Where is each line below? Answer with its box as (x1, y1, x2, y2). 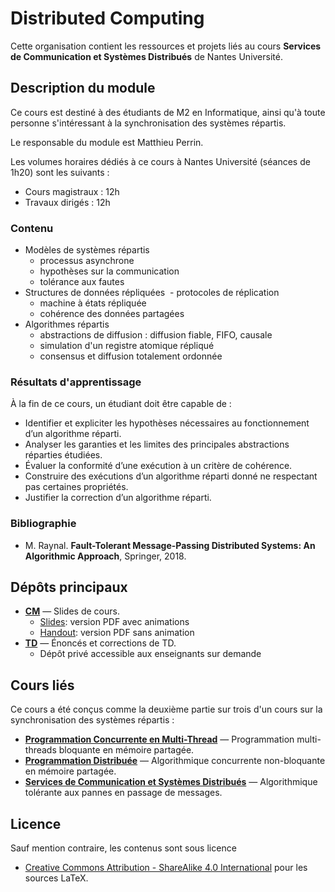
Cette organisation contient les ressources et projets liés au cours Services (10, 40, 322, 52)
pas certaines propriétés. (24, 481, 129, 493)
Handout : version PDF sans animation (39, 627, 195, 639)
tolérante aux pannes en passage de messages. (24, 787, 223, 799)
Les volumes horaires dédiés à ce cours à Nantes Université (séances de (10, 155, 311, 167)
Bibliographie (10, 517, 77, 531)
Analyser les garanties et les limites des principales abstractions (24, 438, 290, 451)
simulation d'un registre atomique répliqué (39, 340, 215, 352)
